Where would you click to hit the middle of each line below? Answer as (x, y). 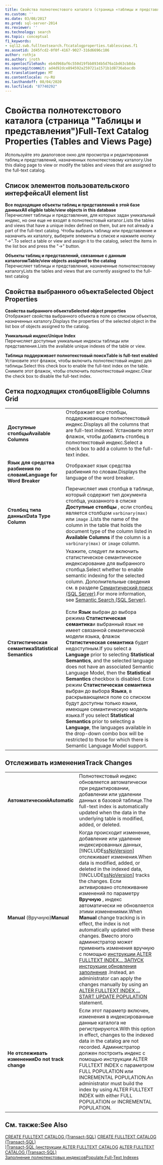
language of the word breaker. (100, 478)
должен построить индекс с (112, 1053)
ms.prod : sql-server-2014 (31, 23)
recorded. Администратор (110, 1047)
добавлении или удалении (110, 794)
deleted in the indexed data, (111, 869)
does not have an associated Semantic (110, 666)
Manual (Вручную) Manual (38, 918)
